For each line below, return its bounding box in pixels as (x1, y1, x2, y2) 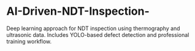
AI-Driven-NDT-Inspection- (6, 4, 150, 18)
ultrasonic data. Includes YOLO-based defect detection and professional (6, 31, 189, 38)
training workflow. (6, 37, 52, 45)
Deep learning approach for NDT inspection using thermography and (6, 25, 180, 32)
